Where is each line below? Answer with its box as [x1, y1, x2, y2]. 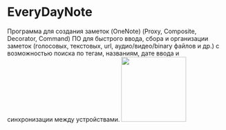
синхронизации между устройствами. [7, 115, 120, 123]
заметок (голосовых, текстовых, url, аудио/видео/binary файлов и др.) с [7, 41, 220, 50]
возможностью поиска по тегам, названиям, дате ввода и [7, 49, 180, 57]
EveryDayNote [7, 4, 93, 20]
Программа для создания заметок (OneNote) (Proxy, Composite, [7, 27, 197, 35]
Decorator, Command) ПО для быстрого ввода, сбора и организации [7, 34, 209, 42]
